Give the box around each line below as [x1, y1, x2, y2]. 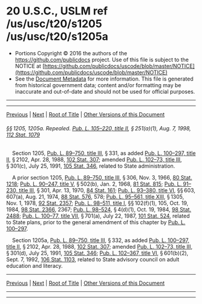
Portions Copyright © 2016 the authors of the [14, 49, 127, 56]
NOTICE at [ [14, 62, 45, 70]
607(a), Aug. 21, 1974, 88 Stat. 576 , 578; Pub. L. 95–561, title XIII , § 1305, [6, 193, 185, 201]
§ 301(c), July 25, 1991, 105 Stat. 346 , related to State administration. [6, 162, 176, 169]
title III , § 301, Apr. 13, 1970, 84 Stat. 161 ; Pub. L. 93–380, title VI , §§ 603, [19, 187, 195, 194]
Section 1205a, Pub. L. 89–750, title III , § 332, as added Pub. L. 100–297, [11, 237, 189, 244]
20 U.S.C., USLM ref [6, 4, 108, 18]
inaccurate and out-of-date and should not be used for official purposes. [14, 88, 195, 95]
